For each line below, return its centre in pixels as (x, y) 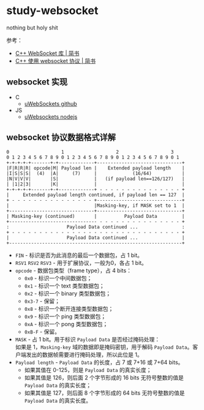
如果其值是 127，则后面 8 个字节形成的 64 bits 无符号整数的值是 (104, 393)
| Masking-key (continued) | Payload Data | (96, 216)
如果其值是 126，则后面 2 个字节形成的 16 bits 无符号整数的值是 (104, 378)
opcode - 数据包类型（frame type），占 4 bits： (73, 270)
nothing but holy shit (32, 28)
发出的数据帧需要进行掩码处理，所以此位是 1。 (84, 354)
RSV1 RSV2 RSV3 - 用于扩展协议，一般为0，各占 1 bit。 (81, 263)
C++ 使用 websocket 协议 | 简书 (55, 61)
